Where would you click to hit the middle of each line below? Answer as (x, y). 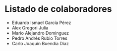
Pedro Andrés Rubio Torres (39, 38)
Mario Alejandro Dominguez (40, 33)
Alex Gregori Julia (30, 27)
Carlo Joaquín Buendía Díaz (40, 43)
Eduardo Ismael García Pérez (41, 23)
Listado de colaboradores (58, 9)
